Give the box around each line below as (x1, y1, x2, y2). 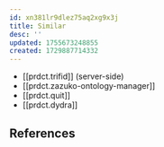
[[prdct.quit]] (22, 91, 70, 101)
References (9, 125, 76, 141)
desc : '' (9, 30, 42, 39)
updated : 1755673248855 (9, 38, 99, 48)
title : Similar (9, 22, 67, 30)
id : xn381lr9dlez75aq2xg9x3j (9, 13, 119, 22)
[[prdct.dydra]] (22, 99, 78, 110)
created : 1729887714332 (9, 47, 99, 56)
